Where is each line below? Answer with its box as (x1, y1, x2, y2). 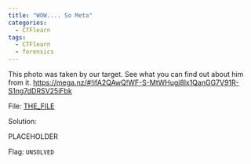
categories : (8, 19, 47, 27)
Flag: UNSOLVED (8, 147, 55, 156)
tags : (8, 33, 26, 42)
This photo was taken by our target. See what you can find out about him (8, 70, 244, 78)
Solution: (8, 117, 37, 126)
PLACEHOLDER (8, 132, 59, 141)
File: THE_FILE (8, 101, 55, 111)
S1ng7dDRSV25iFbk (8, 86, 72, 95)
